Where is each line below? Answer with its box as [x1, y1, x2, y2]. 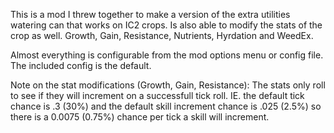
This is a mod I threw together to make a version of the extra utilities [10, 9, 291, 20]
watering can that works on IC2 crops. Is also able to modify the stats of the [10, 19, 323, 31]
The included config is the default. [10, 60, 152, 71]
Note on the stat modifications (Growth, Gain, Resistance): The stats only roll [10, 79, 326, 91]
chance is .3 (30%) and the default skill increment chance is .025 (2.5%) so [10, 100, 322, 112]
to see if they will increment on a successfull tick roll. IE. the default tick [10, 90, 305, 101]
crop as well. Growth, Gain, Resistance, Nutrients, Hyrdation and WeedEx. [10, 30, 314, 41]
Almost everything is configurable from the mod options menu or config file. [10, 49, 324, 61]
